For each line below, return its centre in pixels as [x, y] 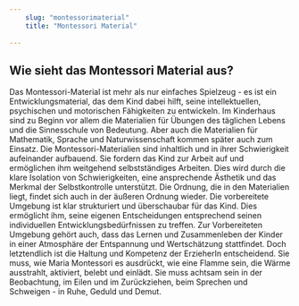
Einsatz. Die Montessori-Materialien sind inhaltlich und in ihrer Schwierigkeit [149, 149]
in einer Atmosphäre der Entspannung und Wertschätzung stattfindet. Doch [148, 244]
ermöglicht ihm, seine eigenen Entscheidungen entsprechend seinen [135, 216]
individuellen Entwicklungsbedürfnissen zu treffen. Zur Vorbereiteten [136, 225]
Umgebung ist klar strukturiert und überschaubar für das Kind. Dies [133, 206]
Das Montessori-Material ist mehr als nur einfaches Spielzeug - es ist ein [143, 92]
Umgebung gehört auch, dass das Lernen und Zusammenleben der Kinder [146, 234]
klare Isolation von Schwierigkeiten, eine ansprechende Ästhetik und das [143, 178]
